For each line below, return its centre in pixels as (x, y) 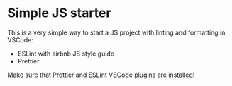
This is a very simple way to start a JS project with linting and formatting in (116, 32)
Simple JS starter (59, 13)
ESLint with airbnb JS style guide (66, 54)
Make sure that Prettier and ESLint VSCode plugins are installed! (101, 75)
